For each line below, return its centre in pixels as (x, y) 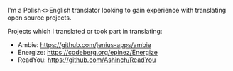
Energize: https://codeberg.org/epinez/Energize (88, 52)
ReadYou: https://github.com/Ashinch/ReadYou (87, 60)
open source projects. (39, 18)
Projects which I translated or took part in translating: (85, 31)
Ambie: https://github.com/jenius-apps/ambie (84, 45)
